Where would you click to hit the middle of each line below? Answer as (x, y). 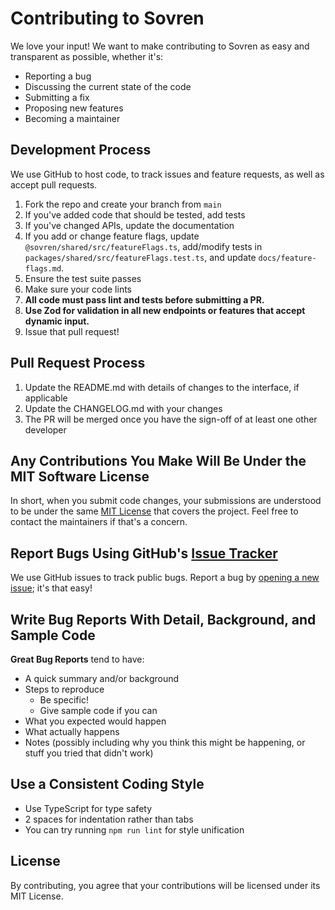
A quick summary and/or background (102, 678)
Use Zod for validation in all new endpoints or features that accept (165, 310)
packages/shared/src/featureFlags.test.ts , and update (140, 257)
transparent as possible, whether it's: (87, 56)
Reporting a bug (58, 76)
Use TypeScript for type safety (88, 808)
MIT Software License (80, 476)
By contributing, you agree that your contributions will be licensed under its (165, 885)
